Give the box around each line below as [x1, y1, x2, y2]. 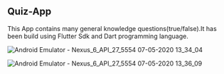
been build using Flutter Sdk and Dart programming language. [7, 32, 188, 40]
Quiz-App [7, 6, 52, 18]
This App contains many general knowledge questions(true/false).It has [7, 24, 217, 32]
